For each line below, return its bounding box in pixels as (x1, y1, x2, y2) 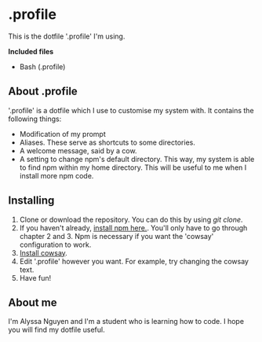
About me (8, 296, 57, 309)
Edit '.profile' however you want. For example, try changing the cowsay (19, 256, 249, 266)
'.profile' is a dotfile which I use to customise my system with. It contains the (8, 105, 254, 115)
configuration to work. (19, 240, 92, 249)
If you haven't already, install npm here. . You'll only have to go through (19, 222, 248, 233)
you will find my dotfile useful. (8, 325, 105, 335)
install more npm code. (19, 171, 94, 180)
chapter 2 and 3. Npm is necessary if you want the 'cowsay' (19, 231, 214, 241)
